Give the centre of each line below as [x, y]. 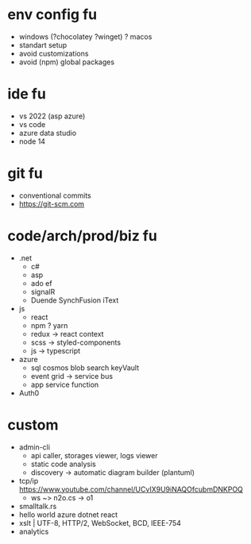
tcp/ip [29, 480]
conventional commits [55, 195]
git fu [25, 174]
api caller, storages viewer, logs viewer [94, 455]
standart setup [43, 44]
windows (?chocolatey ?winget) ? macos [85, 37]
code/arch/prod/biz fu [83, 236]
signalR [43, 291]
